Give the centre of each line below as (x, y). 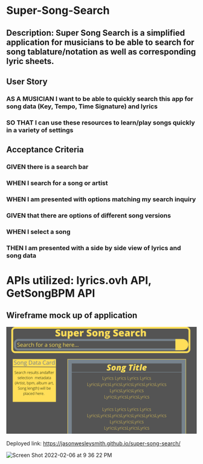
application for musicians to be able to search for (100, 42)
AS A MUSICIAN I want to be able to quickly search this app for (100, 98)
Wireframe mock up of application (72, 316)
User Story (27, 81)
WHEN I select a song (38, 231)
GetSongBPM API (51, 293)
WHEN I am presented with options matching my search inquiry (101, 199)
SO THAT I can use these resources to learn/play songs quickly (101, 123)
